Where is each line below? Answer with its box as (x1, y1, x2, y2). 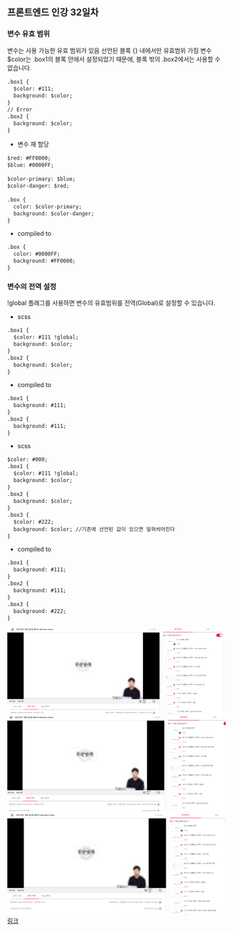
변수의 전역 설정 (7, 282, 57, 291)
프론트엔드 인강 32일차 (7, 6, 99, 19)
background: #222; (13, 608, 67, 615)
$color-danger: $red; (7, 182, 70, 189)
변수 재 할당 (17, 139, 50, 148)
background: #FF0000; (13, 257, 76, 264)
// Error (7, 106, 33, 113)
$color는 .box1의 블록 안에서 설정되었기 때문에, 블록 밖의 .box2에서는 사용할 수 (7, 55, 221, 63)
